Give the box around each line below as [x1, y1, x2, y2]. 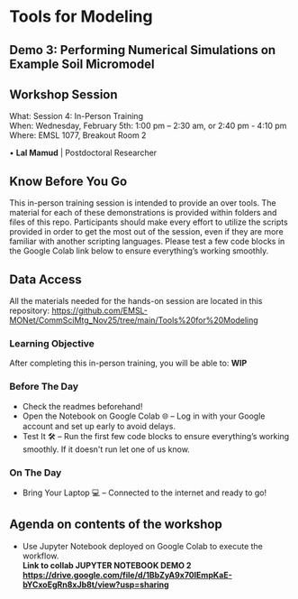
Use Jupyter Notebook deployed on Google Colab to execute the [22, 540, 264, 551]
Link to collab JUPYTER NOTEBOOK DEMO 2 [22, 559, 192, 570]
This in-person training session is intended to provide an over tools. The [9, 198, 276, 208]
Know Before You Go [9, 173, 128, 189]
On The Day [9, 466, 62, 479]
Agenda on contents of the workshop [9, 517, 222, 532]
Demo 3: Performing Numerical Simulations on [9, 42, 276, 58]
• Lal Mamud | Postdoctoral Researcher [9, 147, 158, 159]
